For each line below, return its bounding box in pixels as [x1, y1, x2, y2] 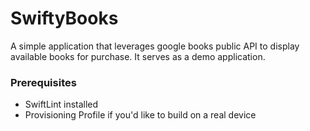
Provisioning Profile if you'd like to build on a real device [24, 109, 257, 121]
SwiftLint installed [24, 98, 99, 111]
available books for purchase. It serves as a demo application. [10, 50, 266, 62]
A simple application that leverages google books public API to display [10, 40, 300, 52]
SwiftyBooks [10, 7, 119, 30]
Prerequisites [10, 75, 77, 89]
